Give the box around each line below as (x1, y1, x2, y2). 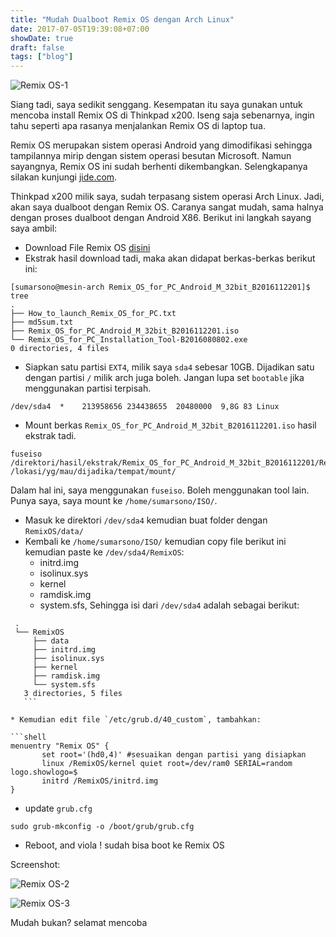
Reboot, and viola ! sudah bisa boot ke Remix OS (24, 839, 225, 851)
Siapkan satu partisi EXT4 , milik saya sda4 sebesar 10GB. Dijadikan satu (24, 361, 315, 373)
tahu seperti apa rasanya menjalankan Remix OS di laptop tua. (10, 120, 266, 132)
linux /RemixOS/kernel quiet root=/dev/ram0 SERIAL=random (41, 759, 293, 769)
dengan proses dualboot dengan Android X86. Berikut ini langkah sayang (10, 212, 312, 224)
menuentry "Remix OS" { (10, 741, 110, 751)
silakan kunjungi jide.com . (10, 171, 118, 183)
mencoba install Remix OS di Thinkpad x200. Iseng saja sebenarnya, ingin (10, 109, 315, 121)
